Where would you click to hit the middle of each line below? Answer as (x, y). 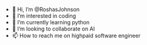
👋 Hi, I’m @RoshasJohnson (46, 9)
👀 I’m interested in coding (44, 16)
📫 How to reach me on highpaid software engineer (76, 36)
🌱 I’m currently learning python (51, 22)
